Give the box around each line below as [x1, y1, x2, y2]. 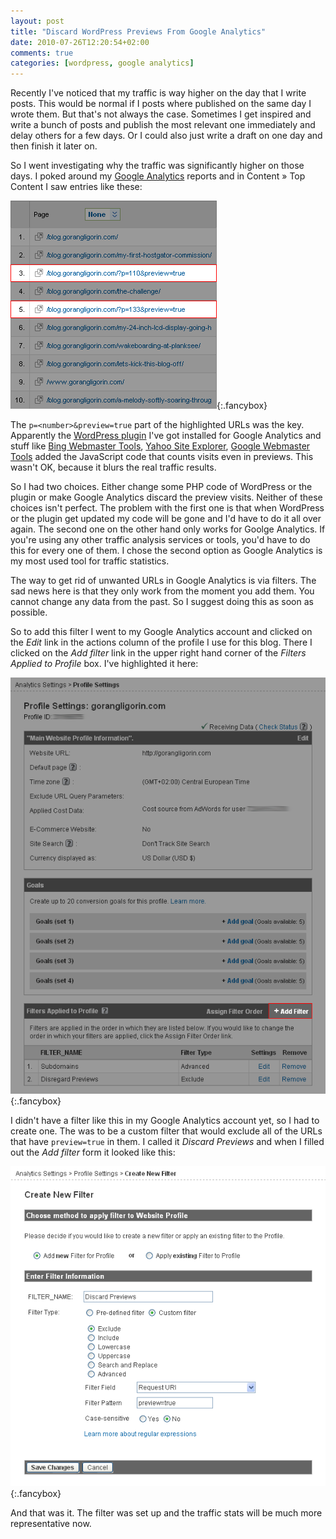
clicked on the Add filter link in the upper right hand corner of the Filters [10, 647, 307, 659]
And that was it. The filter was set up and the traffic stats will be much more [10, 1506, 323, 1519]
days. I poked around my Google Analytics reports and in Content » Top [10, 170, 306, 182]
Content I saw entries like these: [10, 181, 143, 193]
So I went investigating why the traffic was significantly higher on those [10, 160, 305, 172]
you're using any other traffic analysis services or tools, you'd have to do [10, 534, 311, 546]
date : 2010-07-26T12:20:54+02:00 [10, 37, 150, 47]
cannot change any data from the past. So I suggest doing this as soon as [10, 596, 314, 608]
